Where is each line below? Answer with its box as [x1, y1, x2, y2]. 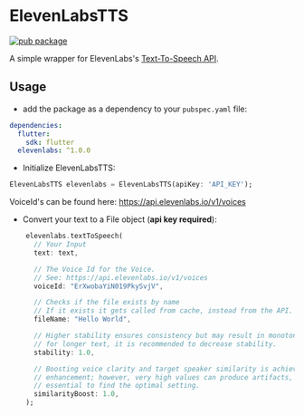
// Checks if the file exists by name [33, 298, 180, 307]
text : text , [33, 248, 79, 257]
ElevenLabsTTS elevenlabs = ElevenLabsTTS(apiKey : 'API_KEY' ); [9, 180, 253, 189]
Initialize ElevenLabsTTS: [22, 162, 116, 173]
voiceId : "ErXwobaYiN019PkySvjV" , [33, 282, 165, 291]
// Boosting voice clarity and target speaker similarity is [33, 364, 270, 373]
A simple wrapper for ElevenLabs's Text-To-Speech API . [9, 53, 219, 63]
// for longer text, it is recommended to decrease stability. [33, 339, 278, 349]
